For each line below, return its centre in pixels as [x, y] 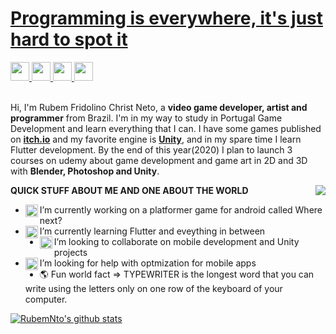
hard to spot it [69, 39]
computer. [46, 299]
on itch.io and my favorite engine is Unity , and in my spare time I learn [156, 139]
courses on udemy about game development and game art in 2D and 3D [159, 160]
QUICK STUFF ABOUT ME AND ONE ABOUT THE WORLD [129, 190]
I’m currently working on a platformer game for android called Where [181, 209]
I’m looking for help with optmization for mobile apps [148, 263]
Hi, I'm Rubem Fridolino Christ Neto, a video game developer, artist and [159, 107]
